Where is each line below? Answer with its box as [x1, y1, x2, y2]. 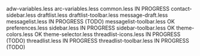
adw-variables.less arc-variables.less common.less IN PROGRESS [6, 5, 170, 12]
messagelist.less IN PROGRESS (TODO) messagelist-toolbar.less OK [6, 18, 175, 25]
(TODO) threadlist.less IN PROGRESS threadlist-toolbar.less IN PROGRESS [6, 37, 189, 44]
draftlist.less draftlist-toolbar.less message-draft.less [37, 11, 168, 19]
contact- [171, 5, 192, 12]
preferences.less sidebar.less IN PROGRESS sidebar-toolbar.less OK [6, 24, 175, 31]
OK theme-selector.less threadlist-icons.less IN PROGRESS [34, 31, 181, 38]
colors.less [6, 31, 34, 38]
